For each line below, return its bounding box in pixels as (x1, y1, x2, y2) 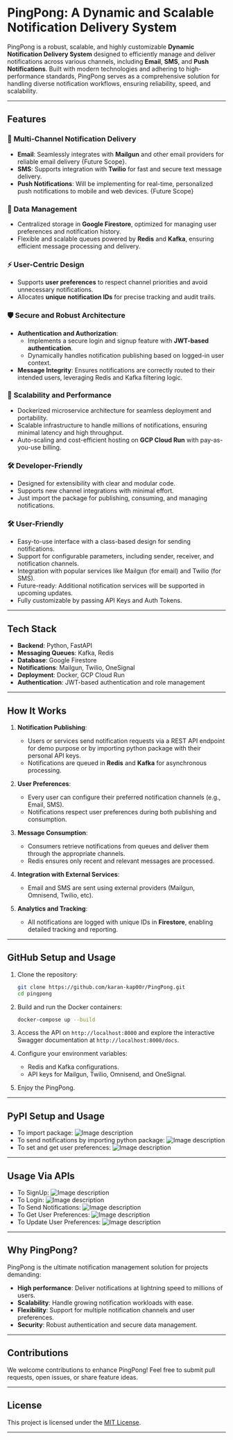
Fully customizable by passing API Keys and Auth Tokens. (17, 597, 182, 605)
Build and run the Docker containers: (17, 1002, 123, 1011)
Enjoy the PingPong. (17, 1083, 76, 1092)
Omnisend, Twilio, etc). (27, 891, 94, 900)
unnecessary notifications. (17, 286, 94, 294)
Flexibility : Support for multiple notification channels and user (17, 1305, 196, 1314)
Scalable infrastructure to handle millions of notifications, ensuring (17, 421, 208, 429)
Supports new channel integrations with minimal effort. (17, 487, 175, 495)
